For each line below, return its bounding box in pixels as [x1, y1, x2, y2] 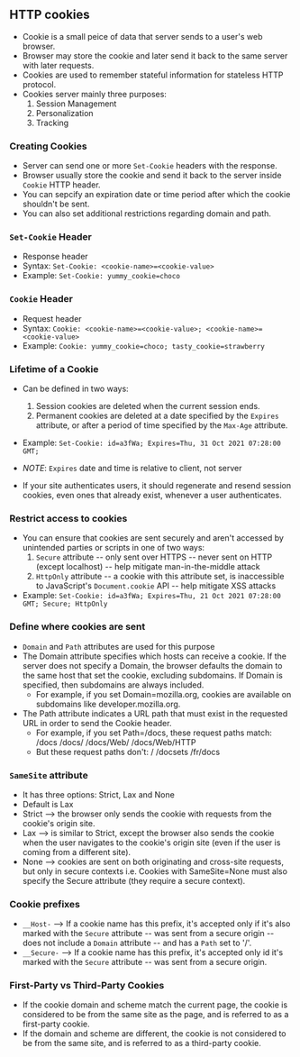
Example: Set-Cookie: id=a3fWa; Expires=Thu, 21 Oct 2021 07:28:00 [22, 590, 281, 601]
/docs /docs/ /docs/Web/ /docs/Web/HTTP [35, 736, 196, 747]
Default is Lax [22, 798, 74, 809]
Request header [22, 313, 83, 323]
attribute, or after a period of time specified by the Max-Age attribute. [35, 420, 288, 431]
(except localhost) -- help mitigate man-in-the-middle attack [35, 561, 260, 572]
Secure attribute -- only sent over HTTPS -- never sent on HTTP [35, 551, 273, 562]
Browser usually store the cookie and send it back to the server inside [22, 170, 282, 181]
